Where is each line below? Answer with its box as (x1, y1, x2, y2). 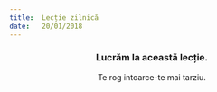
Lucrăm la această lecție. (95, 51, 209, 64)
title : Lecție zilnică (9, 13, 99, 23)
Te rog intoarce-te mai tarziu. (98, 71, 206, 82)
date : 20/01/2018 (9, 22, 83, 31)
